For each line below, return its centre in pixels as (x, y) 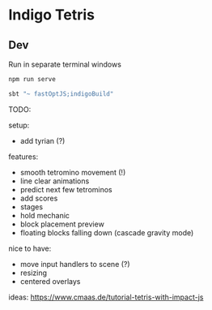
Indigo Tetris (52, 15)
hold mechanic (45, 215)
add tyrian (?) (42, 140)
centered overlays (50, 281)
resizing (33, 273)
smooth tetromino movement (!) (73, 172)
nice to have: (30, 248)
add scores (39, 198)
